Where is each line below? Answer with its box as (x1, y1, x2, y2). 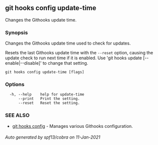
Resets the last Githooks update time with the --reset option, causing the (5, 50, 154, 56)
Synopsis (5, 29, 28, 36)
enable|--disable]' (5, 60, 42, 66)
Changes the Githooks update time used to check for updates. (5, 40, 131, 46)
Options (5, 81, 25, 88)
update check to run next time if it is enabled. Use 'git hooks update (5, 55, 142, 61)
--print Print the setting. (18, 97, 80, 101)
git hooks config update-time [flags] (5, 70, 84, 75)
